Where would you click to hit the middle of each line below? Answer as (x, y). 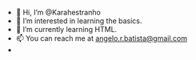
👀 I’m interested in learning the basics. (79, 21)
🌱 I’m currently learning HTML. (66, 29)
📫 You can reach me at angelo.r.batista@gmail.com (102, 38)
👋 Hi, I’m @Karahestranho (58, 12)
